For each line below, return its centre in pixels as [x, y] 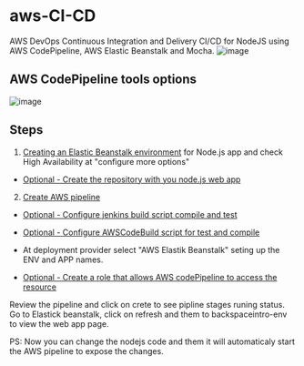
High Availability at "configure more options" [106, 161]
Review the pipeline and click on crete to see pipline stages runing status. [147, 304]
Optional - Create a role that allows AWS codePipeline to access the [150, 277]
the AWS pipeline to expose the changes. [86, 351]
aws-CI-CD [53, 16]
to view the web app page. [59, 323]
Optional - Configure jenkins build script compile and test [130, 214]
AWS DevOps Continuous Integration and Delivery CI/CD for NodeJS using [149, 41]
